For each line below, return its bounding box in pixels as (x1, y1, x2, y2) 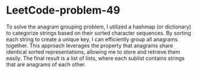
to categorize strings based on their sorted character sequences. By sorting (6, 29, 191, 36)
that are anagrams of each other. (6, 60, 86, 68)
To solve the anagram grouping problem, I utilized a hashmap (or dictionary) (6, 23, 192, 30)
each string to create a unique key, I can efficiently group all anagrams (6, 36, 178, 43)
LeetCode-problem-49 (6, 4, 120, 17)
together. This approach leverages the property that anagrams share (6, 42, 173, 49)
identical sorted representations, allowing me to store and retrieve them (6, 48, 180, 55)
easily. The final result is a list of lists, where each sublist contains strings (6, 54, 185, 62)
